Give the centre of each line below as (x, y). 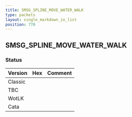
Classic (17, 82)
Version (18, 73)
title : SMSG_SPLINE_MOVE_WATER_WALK (44, 10)
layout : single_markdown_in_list (41, 19)
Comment (59, 73)
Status (14, 60)
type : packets (21, 15)
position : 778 (21, 24)
